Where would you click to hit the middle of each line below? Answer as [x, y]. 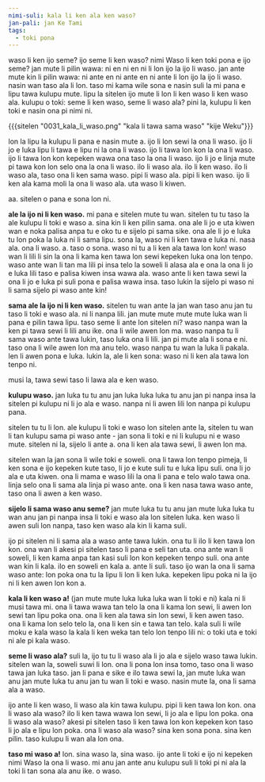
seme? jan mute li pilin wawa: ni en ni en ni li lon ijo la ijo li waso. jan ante [127, 69]
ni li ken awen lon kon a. [47, 583]
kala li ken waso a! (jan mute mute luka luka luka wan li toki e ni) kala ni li [127, 599]
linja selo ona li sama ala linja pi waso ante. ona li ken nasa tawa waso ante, [131, 485]
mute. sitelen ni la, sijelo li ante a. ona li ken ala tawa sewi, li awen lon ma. [128, 444]
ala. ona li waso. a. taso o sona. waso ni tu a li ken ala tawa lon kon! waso [127, 248]
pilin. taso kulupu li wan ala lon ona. [66, 739]
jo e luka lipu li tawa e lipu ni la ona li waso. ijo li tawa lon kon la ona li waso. [131, 150]
